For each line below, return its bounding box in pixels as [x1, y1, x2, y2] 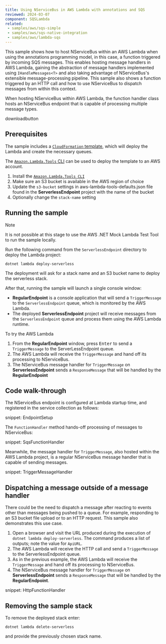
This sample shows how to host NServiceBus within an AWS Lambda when [5, 48, 158, 55]
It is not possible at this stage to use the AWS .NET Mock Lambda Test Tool [5, 231, 159, 237]
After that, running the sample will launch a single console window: [5, 285, 142, 291]
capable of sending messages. [5, 459, 68, 465]
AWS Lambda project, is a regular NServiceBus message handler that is [5, 454, 151, 460]
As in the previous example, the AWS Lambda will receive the [12, 556, 138, 562]
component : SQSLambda [5, 16, 50, 21]
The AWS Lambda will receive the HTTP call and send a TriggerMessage [12, 546, 159, 552]
